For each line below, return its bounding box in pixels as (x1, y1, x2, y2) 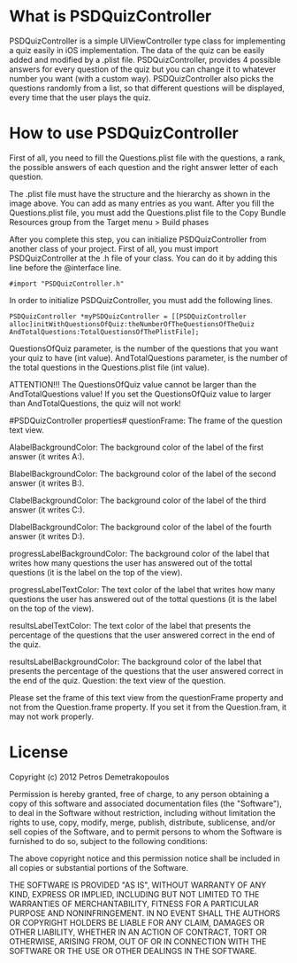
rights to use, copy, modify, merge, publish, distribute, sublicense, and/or (9, 817, 276, 827)
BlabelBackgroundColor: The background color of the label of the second (9, 468, 277, 479)
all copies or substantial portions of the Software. (9, 862, 188, 873)
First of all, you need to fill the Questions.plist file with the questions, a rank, (9, 153, 286, 163)
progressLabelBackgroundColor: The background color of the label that (9, 548, 270, 559)
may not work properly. (9, 711, 95, 722)
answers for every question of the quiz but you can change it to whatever (9, 64, 277, 74)
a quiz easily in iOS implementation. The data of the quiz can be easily (9, 44, 265, 55)
